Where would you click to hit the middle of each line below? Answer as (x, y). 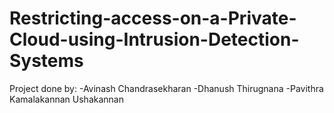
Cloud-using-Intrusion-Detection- (154, 39)
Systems (46, 61)
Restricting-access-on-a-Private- (153, 18)
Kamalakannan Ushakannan (66, 99)
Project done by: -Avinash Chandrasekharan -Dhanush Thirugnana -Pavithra (166, 88)
